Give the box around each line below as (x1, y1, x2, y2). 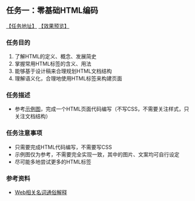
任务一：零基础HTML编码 (6, 5, 99, 16)
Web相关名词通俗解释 (14, 189, 68, 196)
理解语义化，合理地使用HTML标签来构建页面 (14, 75, 122, 82)
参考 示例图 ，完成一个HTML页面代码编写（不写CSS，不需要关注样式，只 (14, 105, 189, 113)
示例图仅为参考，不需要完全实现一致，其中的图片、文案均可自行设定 (14, 150, 180, 158)
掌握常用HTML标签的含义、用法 (14, 61, 92, 68)
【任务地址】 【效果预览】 (6, 22, 69, 29)
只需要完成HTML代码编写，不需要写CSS (14, 143, 112, 150)
